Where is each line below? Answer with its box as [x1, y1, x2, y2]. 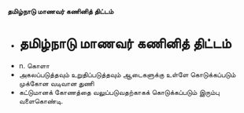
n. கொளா [18, 60, 50, 70]
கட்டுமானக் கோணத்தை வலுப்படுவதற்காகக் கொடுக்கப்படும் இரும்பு [18, 87, 220, 97]
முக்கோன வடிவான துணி [18, 78, 94, 88]
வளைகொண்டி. [18, 96, 64, 105]
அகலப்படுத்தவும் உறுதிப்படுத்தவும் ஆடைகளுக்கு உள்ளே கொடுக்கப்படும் [18, 70, 236, 79]
